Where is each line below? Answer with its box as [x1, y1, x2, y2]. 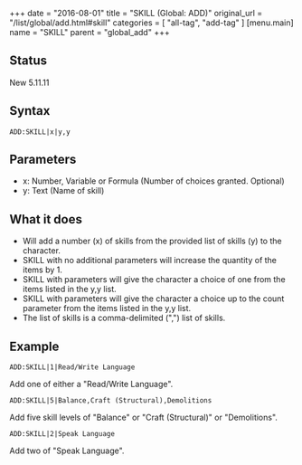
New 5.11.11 [9, 77, 50, 88]
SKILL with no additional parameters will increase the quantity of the [22, 255, 278, 266]
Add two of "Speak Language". [9, 445, 125, 456]
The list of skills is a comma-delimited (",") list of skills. [22, 312, 226, 324]
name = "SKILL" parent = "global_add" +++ [9, 27, 170, 37]
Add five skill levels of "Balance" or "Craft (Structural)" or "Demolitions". [9, 412, 278, 423]
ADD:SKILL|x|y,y [9, 127, 71, 137]
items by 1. [22, 264, 63, 275]
